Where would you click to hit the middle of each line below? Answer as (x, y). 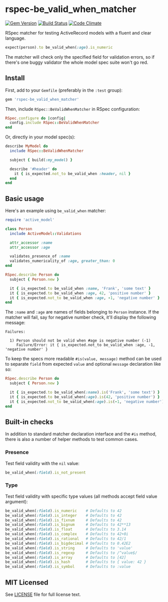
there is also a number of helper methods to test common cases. (72, 439)
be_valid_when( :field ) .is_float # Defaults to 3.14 (66, 530)
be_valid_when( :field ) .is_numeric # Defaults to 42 (63, 511)
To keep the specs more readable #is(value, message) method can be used (83, 359)
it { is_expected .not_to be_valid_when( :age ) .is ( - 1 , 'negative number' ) (87, 402)
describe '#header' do (33, 169)
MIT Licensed (27, 582)
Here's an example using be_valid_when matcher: (56, 211)
